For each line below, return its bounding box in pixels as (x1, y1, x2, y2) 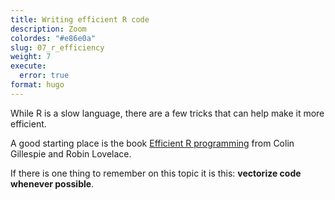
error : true (19, 71, 70, 81)
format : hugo (10, 80, 65, 90)
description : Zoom (10, 24, 87, 34)
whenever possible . (10, 177, 95, 190)
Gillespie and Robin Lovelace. (10, 147, 132, 160)
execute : (10, 61, 47, 71)
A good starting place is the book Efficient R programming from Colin (10, 137, 295, 149)
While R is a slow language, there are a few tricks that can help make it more (10, 107, 325, 119)
